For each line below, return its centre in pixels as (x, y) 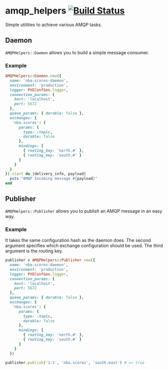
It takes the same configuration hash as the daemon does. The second (78, 240)
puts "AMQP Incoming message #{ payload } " (54, 179)
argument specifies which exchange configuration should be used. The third (84, 245)
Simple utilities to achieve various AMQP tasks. (54, 25)
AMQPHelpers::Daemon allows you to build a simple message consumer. (77, 52)
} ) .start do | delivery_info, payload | (46, 174)
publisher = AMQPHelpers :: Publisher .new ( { (50, 260)
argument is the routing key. (34, 251)
